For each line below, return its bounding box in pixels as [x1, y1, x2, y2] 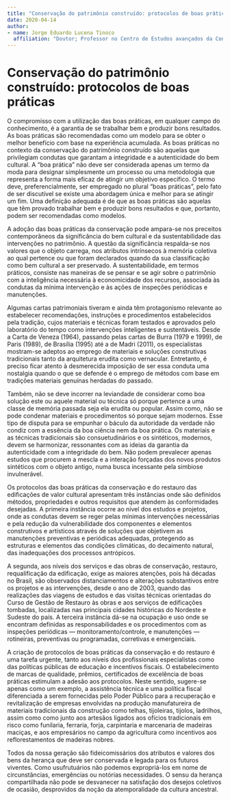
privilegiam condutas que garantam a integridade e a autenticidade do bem [7, 154, 219, 162]
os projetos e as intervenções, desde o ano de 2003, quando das [7, 584, 191, 592]
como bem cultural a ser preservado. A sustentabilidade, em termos [7, 261, 199, 269]
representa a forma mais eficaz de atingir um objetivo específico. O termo [7, 175, 216, 184]
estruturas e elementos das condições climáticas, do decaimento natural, [7, 542, 214, 550]
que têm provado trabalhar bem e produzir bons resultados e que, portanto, [7, 204, 221, 213]
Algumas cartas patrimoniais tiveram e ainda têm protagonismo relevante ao [7, 304, 222, 312]
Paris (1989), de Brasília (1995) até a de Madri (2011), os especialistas [7, 340, 203, 348]
